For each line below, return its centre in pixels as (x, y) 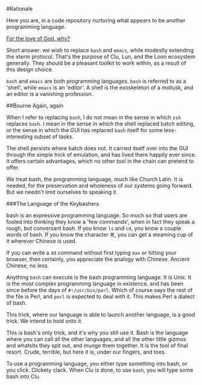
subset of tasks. (54, 136)
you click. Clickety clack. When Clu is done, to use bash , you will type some (100, 370)
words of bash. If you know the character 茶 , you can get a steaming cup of (100, 234)
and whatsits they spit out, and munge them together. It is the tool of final (97, 345)
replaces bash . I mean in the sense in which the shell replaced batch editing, (100, 124)
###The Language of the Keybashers (53, 204)
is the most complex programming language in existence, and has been (95, 284)
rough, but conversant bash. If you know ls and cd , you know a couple (94, 228)
